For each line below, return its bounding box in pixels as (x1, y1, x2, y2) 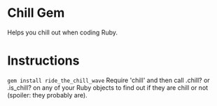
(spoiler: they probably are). (7, 91, 87, 99)
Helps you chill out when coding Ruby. (7, 28, 118, 37)
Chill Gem (7, 5, 65, 21)
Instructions (7, 53, 80, 69)
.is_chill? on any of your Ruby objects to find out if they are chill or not (7, 83, 209, 92)
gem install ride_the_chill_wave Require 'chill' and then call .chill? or (7, 76, 210, 84)
